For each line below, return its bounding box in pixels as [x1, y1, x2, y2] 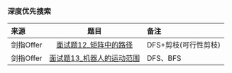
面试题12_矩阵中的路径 [56, 40, 133, 50]
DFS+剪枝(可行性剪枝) [146, 40, 221, 50]
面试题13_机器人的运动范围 [49, 53, 140, 63]
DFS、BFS [146, 53, 182, 63]
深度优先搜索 [7, 6, 52, 16]
